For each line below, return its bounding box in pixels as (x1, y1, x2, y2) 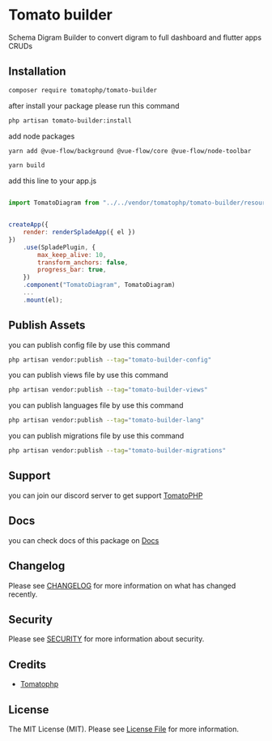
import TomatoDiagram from (8, 199, 100, 208)
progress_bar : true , (37, 266, 107, 274)
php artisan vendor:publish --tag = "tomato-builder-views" (8, 386, 208, 394)
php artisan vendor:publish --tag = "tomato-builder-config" (8, 355, 212, 364)
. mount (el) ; (23, 296, 63, 304)
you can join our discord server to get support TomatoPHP (8, 490, 203, 500)
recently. (8, 589, 38, 599)
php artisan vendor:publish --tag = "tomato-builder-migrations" (8, 447, 227, 455)
